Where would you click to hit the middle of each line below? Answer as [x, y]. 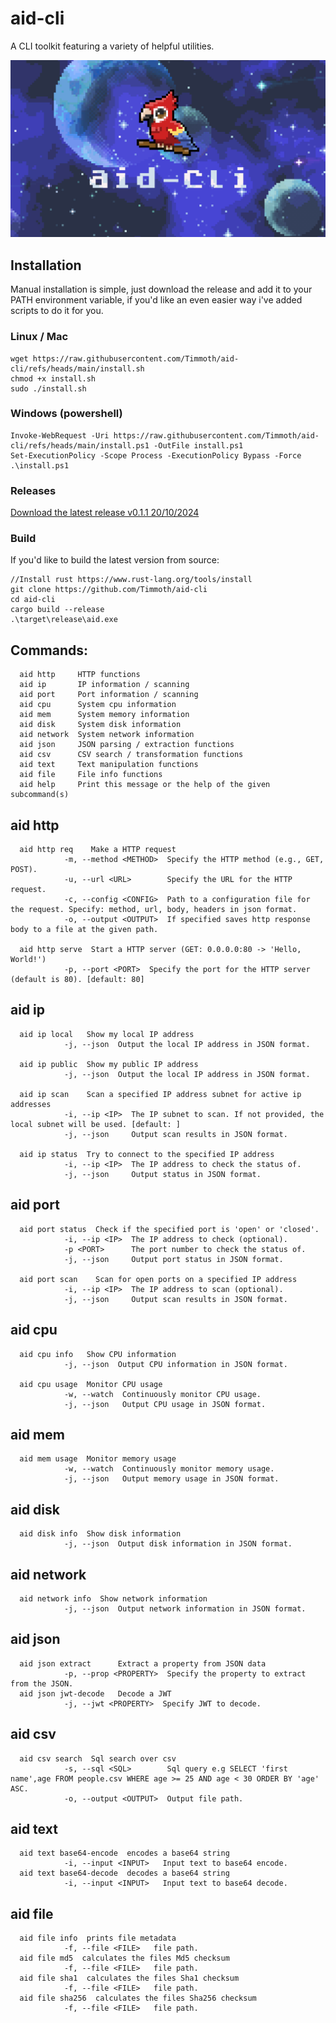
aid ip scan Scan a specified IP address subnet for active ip [160, 1094]
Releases [33, 490]
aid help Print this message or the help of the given [145, 785]
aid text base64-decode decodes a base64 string [124, 1873]
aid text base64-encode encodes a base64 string [124, 1853]
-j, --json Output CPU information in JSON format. [175, 1364]
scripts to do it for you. [57, 311]
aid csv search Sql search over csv [98, 1758]
